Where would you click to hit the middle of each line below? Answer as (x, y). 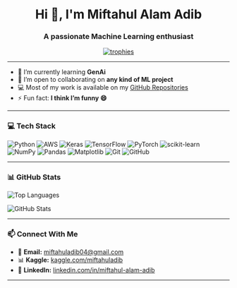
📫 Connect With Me (43, 234)
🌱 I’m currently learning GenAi (61, 72)
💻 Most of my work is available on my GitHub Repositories (103, 88)
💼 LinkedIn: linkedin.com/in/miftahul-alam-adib (86, 270)
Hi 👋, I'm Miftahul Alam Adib (119, 14)
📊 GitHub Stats (34, 177)
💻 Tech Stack (32, 126)
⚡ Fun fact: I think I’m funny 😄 (62, 98)
